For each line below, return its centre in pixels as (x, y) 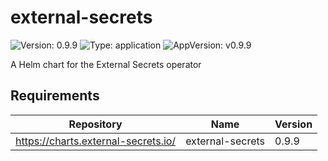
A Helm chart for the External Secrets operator (106, 64)
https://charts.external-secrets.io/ (96, 141)
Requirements (55, 96)
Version (293, 124)
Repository (95, 124)
